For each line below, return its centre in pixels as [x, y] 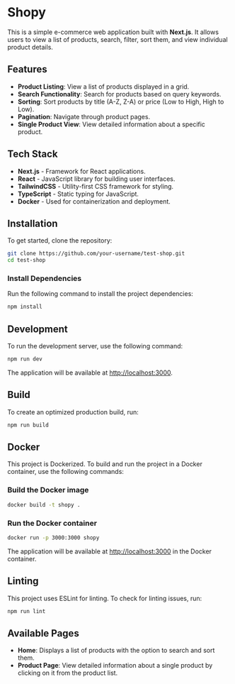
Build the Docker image [48, 490]
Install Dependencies [45, 279]
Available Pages [43, 633]
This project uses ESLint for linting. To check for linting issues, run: [105, 598]
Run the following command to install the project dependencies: [100, 294]
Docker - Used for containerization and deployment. [94, 201]
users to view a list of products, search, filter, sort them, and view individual [117, 39]
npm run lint [27, 611]
